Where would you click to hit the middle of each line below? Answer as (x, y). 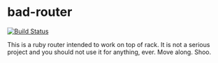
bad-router (40, 12)
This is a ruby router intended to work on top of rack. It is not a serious (109, 44)
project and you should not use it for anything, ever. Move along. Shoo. (109, 52)
